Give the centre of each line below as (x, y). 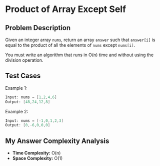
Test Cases (23, 76)
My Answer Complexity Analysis (57, 141)
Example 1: (16, 88)
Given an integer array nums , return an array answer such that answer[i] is (80, 40)
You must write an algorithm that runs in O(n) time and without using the (79, 55)
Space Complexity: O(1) (37, 158)
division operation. (24, 60)
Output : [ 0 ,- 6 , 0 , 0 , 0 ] (28, 125)
